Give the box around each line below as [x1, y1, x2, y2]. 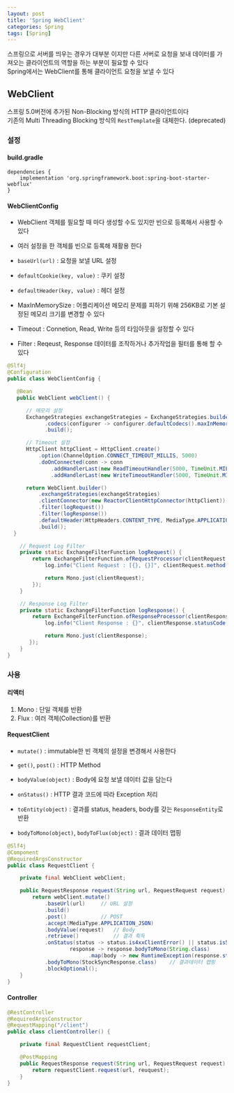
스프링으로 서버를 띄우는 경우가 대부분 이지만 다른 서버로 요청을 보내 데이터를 [7, 50, 216, 58]
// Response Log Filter [19, 600, 89, 607]
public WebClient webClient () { [16, 394, 111, 401]
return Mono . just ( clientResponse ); [44, 632, 148, 640]
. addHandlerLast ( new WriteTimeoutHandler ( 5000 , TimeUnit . [51, 471, 223, 479]
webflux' [7, 181, 33, 188]
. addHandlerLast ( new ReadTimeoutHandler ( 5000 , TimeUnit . [51, 465, 219, 472]
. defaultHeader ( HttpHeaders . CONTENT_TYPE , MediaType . [38, 517, 198, 524]
